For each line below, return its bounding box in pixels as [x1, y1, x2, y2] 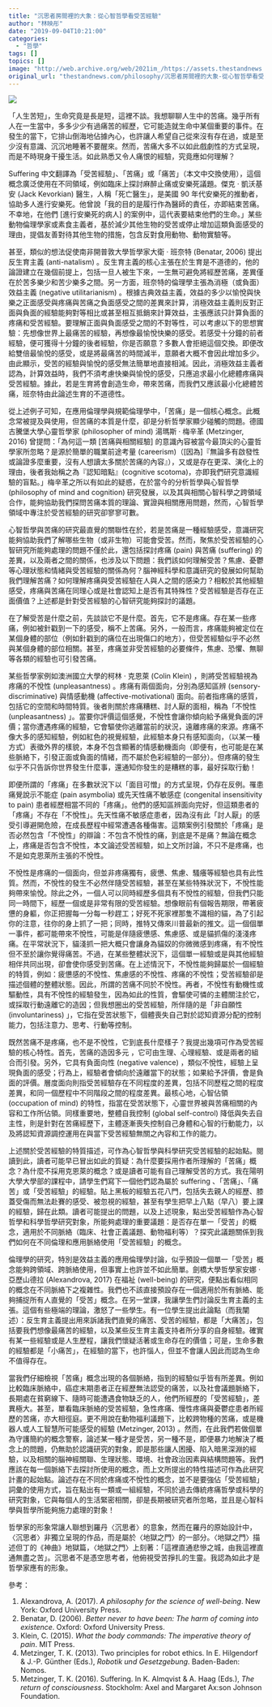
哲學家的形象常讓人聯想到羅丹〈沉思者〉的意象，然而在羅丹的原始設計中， [8, 1522, 257, 1532]
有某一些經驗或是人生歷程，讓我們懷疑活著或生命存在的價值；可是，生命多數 [8, 1335, 264, 1345]
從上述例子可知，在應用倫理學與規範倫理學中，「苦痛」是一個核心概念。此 [8, 406, 253, 416]
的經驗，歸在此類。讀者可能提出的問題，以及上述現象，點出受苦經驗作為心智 [8, 1206, 264, 1216]
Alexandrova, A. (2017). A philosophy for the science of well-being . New [19, 1596, 261, 1606]
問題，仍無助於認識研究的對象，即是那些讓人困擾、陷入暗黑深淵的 [29, 1444, 249, 1454]
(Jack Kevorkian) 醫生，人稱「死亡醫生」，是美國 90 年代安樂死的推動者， [17, 188, 263, 199]
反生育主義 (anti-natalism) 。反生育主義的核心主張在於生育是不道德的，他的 [8, 256, 260, 266]
